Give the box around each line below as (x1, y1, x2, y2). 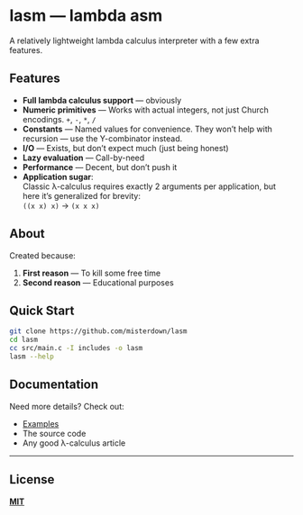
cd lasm (9, 335, 39, 345)
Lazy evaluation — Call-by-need (22, 152, 145, 163)
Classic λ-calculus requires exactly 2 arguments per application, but (22, 181, 277, 192)
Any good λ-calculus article (22, 438, 126, 448)
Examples (22, 418, 60, 429)
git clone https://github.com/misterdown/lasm (9, 327, 188, 336)
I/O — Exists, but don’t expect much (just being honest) (22, 142, 229, 153)
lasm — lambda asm (9, 5, 163, 26)
